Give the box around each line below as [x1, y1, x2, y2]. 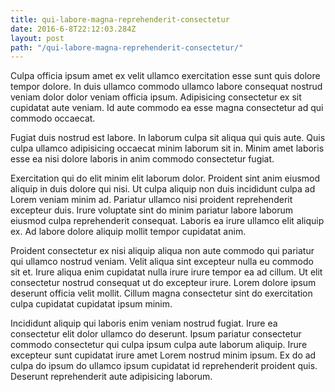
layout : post [10, 33, 65, 43]
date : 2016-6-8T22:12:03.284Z [10, 24, 137, 34]
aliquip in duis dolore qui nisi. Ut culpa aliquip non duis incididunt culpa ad [10, 183, 316, 195]
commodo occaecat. [10, 112, 96, 125]
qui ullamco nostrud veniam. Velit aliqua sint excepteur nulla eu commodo [10, 256, 314, 268]
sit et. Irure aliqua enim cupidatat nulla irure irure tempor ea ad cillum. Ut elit [10, 266, 323, 278]
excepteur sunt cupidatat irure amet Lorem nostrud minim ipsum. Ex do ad [10, 349, 317, 361]
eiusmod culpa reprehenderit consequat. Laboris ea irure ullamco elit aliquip [10, 215, 325, 227]
